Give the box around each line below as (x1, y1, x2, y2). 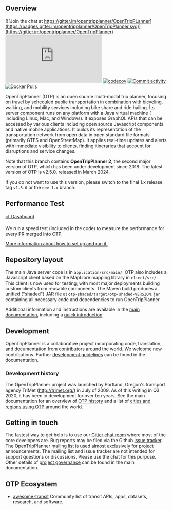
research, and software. (12, 499, 64, 505)
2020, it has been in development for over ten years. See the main (5, 392, 145, 398)
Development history (5, 370, 59, 377)
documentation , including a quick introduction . (5, 312, 104, 318)
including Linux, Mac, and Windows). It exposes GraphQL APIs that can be (5, 115, 163, 121)
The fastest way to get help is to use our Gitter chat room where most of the (5, 432, 166, 438)
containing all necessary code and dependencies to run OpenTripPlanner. (5, 296, 161, 303)
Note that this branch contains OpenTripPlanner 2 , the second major (5, 158, 151, 164)
